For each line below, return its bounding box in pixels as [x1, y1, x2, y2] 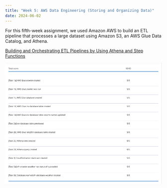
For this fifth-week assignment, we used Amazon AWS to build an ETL [5, 27, 149, 33]
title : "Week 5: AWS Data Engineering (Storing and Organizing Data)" [5, 8, 155, 13]
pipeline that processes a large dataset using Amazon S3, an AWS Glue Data [5, 33, 162, 39]
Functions [5, 53, 26, 59]
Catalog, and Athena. [5, 38, 49, 44]
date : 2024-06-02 [5, 13, 41, 18]
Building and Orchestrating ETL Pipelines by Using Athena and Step [5, 48, 143, 54]
